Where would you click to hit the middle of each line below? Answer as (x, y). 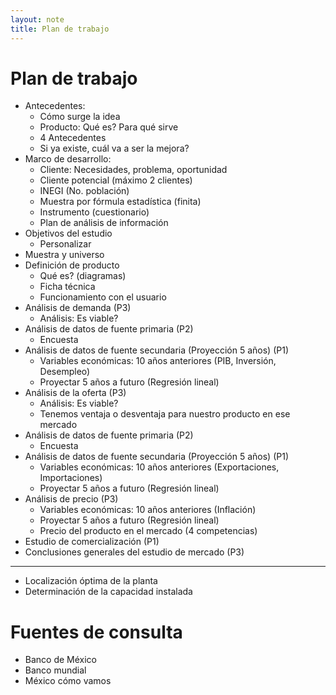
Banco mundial (55, 670)
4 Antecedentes (73, 138)
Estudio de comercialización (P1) (92, 542)
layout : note (37, 19)
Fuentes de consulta (96, 632)
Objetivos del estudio (68, 233)
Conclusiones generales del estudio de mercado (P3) (134, 552)
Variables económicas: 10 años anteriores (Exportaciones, (159, 467)
